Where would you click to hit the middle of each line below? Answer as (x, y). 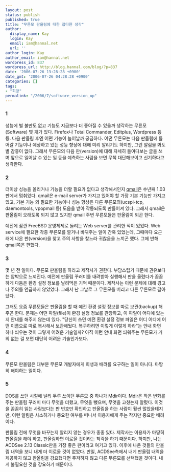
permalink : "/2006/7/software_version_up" (51, 96)
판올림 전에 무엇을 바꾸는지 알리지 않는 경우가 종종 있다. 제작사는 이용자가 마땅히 (85, 432)
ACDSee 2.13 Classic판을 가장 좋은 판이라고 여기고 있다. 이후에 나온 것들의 (80, 445)
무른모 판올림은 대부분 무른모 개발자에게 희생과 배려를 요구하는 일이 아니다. (80, 364)
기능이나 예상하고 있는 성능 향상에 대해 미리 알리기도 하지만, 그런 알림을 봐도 (90, 144)
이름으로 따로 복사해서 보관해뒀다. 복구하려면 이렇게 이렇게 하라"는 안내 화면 (86, 326)
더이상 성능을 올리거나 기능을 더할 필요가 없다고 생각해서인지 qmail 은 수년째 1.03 (85, 189)
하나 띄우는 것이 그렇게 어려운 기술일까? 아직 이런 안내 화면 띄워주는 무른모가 (81, 332)
